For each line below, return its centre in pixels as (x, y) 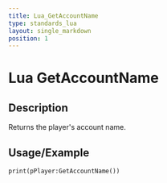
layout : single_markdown (50, 31)
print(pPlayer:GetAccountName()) (64, 171)
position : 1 (28, 38)
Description (38, 108)
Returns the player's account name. (67, 127)
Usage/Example (49, 153)
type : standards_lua (43, 23)
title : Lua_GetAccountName (53, 16)
